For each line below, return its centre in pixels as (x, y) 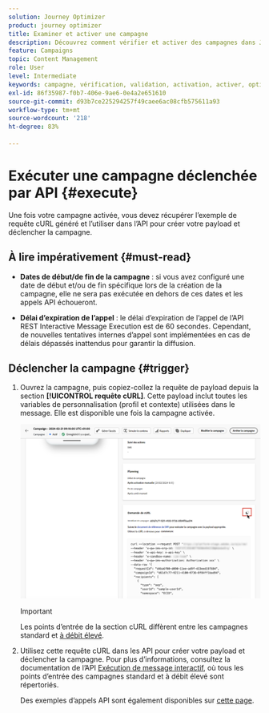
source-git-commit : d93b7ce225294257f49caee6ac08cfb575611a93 (114, 101)
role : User (26, 68)
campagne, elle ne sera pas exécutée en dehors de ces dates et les (131, 293)
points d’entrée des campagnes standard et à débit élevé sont (122, 676)
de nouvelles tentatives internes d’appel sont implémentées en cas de (135, 334)
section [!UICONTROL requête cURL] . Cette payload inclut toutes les (134, 396)
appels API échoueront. (58, 302)
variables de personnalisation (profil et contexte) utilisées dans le (127, 405)
